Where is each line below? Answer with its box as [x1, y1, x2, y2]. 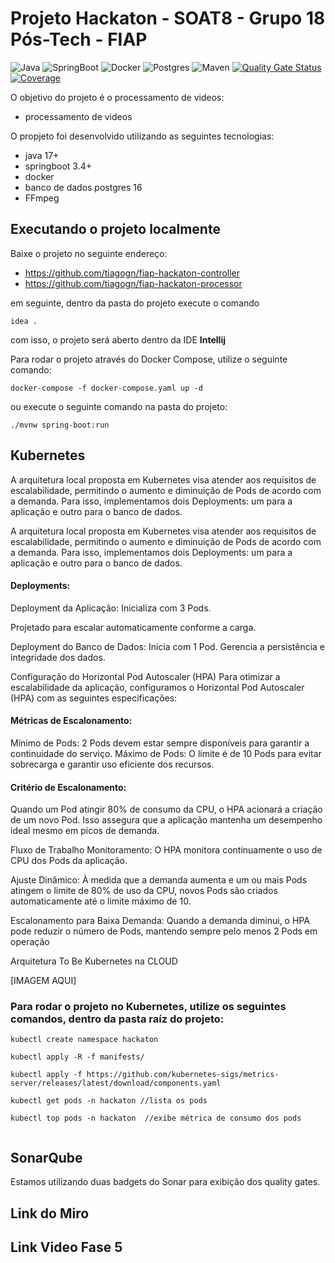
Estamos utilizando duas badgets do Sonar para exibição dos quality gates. [10, 1176, 321, 1188]
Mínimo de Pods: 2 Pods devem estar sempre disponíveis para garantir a [10, 737, 310, 749]
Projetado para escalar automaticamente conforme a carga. [10, 621, 257, 633]
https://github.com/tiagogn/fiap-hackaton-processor [24, 277, 243, 289]
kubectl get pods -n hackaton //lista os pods [10, 1096, 208, 1106]
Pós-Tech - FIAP [10, 28, 148, 51]
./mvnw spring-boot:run [10, 420, 110, 430]
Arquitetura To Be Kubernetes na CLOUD [10, 955, 178, 967]
